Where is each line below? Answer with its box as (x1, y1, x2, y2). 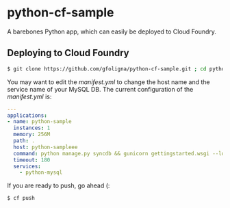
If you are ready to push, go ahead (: (7, 181, 110, 190)
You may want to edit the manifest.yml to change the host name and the (7, 77, 210, 86)
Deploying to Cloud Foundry (7, 47, 129, 59)
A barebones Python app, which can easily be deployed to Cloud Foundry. (7, 27, 217, 36)
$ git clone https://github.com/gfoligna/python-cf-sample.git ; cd (7, 65, 207, 73)
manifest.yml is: (7, 92, 52, 101)
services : (13, 163, 41, 170)
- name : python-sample (7, 118, 72, 125)
